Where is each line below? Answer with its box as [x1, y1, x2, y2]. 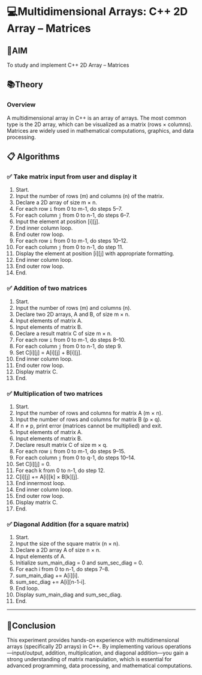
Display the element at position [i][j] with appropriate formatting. [15, 250, 174, 257]
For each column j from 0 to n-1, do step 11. [15, 244, 123, 251]
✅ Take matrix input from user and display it [7, 172, 137, 181]
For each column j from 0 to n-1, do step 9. [15, 342, 122, 350]
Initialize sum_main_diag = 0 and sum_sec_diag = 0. [15, 559, 143, 566]
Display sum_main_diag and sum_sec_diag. [15, 591, 122, 598]
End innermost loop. [15, 479, 65, 486]
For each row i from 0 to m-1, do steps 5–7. [15, 205, 123, 213]
